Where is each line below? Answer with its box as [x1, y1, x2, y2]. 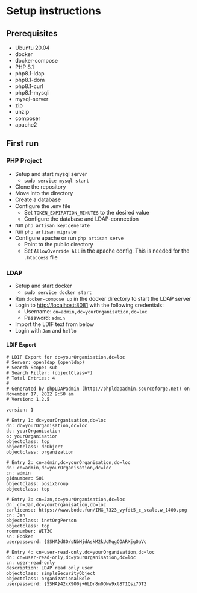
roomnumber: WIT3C [6, 529, 52, 535]
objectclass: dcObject [6, 444, 63, 450]
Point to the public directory [23, 240, 93, 248]
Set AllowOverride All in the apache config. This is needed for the [23, 247, 190, 254]
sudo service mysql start [23, 178, 89, 184]
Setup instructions [6, 4, 101, 18]
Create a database [14, 196, 61, 203]
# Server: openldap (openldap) [6, 360, 85, 366]
